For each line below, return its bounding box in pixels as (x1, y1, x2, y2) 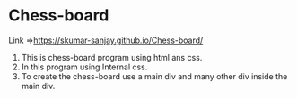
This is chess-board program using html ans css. (21, 52, 203, 62)
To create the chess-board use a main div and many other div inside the (21, 70, 288, 81)
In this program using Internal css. (21, 61, 148, 72)
